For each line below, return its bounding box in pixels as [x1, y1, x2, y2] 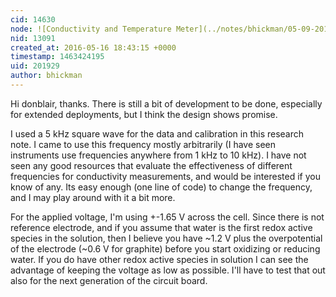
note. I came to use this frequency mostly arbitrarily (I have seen [10, 138, 277, 150]
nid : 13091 [10, 33, 56, 43]
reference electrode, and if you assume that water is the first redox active [10, 221, 313, 233]
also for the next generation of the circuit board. [10, 274, 208, 286]
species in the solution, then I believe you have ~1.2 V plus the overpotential [10, 232, 323, 244]
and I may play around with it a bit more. [10, 191, 176, 203]
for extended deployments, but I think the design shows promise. [10, 108, 278, 120]
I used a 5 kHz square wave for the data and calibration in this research [10, 127, 305, 140]
